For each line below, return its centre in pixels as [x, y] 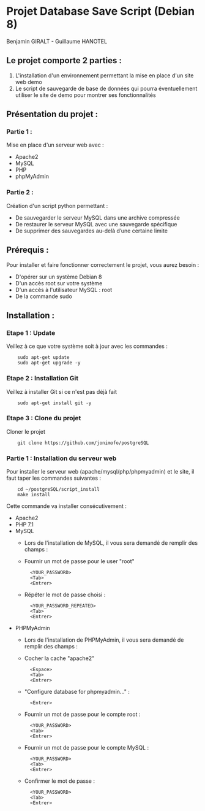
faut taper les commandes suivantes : [54, 478]
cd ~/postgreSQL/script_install [58, 490]
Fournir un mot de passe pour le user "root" [79, 561]
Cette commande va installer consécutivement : [67, 506]
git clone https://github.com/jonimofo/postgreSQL [83, 443]
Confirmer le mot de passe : [60, 781]
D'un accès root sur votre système [59, 283]
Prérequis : [28, 250]
